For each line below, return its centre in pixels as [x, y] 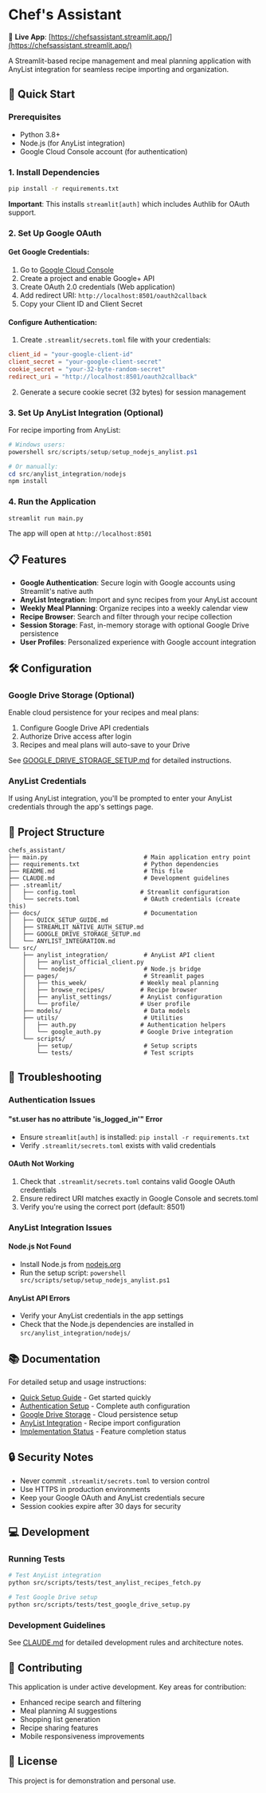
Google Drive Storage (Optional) [72, 695]
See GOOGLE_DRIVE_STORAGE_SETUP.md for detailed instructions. [120, 760]
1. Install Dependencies [54, 172]
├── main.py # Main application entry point [129, 857]
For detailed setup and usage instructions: [78, 1382]
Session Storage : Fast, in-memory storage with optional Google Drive [134, 625]
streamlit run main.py [46, 518]
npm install [28, 481]
